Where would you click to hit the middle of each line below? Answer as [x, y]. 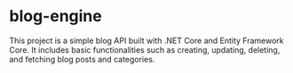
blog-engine [55, 16]
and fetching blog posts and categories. [82, 59]
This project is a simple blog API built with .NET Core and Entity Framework [146, 40]
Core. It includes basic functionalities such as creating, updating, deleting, [145, 49]
